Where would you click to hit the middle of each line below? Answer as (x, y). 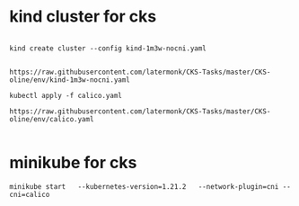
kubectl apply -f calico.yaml (66, 95)
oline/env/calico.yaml (52, 119)
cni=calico (30, 194)
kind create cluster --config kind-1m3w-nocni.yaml (108, 48)
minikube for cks (73, 163)
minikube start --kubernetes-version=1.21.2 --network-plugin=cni (144, 186)
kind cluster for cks (83, 17)
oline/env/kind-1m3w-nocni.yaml (70, 80)
